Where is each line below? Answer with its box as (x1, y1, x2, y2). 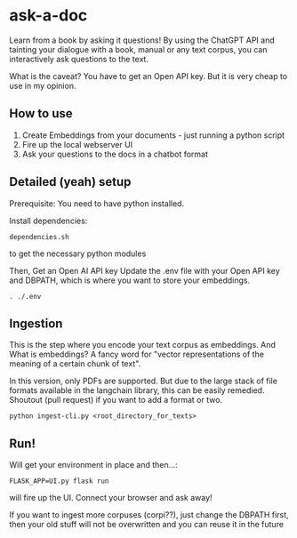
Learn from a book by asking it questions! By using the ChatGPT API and (9, 35, 275, 45)
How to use (9, 106, 73, 121)
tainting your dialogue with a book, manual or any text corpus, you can (9, 44, 268, 54)
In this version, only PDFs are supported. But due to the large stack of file (9, 375, 278, 387)
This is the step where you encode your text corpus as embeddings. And (9, 340, 276, 350)
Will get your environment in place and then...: (9, 460, 178, 470)
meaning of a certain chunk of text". (9, 358, 141, 369)
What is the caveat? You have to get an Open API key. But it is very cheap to (9, 70, 287, 81)
